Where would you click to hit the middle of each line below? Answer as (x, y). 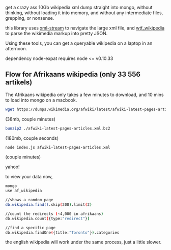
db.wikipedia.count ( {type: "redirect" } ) (48, 218)
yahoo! (12, 167)
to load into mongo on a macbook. (41, 100)
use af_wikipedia (24, 191)
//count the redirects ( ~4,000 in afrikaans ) (54, 214)
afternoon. (16, 49)
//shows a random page (29, 200)
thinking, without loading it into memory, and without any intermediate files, (84, 13)
